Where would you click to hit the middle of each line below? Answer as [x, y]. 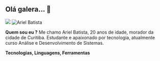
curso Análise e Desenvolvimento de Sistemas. [55, 43]
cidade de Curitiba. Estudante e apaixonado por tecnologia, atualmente [80, 37]
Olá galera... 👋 [28, 9]
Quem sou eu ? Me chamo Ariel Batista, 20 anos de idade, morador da [79, 32]
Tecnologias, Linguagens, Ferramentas [48, 53]
